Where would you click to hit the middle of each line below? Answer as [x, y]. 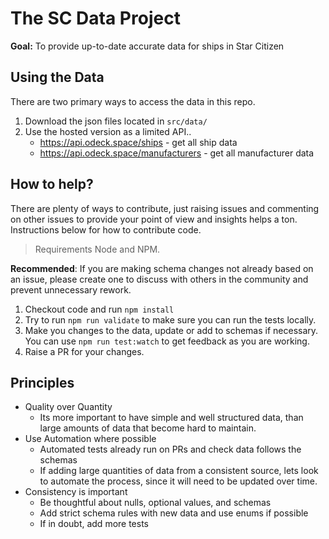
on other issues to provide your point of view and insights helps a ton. [154, 219]
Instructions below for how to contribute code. [106, 229]
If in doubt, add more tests [94, 524]
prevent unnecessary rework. [71, 289]
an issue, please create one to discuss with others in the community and [159, 279]
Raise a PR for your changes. [84, 351]
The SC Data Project [95, 18]
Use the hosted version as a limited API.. [108, 131]
